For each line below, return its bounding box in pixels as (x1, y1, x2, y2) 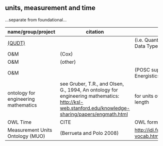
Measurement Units (7, 127, 52, 133)
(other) (60, 58, 76, 65)
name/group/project (7, 28, 56, 35)
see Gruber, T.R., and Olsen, (60, 80, 124, 87)
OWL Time (7, 119, 32, 126)
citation (85, 28, 104, 35)
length (134, 98, 149, 105)
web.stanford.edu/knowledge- (60, 105, 130, 111)
